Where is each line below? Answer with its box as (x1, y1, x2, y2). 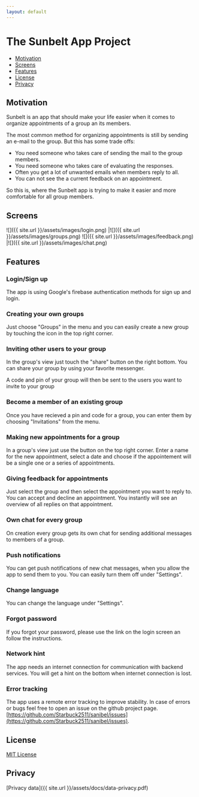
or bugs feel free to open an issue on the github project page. (6, 704, 158, 712)
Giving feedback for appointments (6, 474, 108, 483)
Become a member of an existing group (6, 398, 123, 406)
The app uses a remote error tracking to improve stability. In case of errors (6, 698, 191, 706)
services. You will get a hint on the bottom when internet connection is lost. (6, 670, 192, 677)
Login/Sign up (6, 275, 48, 283)
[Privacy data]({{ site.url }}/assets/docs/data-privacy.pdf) (6, 784, 149, 791)
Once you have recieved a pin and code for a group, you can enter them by (6, 411, 192, 418)
